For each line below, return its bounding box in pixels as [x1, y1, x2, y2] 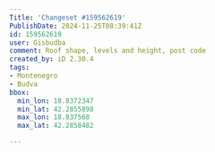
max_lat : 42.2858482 [17, 122, 94, 131]
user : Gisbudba [9, 38, 66, 47]
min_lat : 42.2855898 [17, 105, 94, 114]
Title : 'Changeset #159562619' [9, 13, 126, 22]
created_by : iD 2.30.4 [9, 55, 94, 63]
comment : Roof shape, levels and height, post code [9, 46, 206, 55]
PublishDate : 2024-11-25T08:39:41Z [9, 21, 142, 30]
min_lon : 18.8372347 [17, 96, 94, 106]
